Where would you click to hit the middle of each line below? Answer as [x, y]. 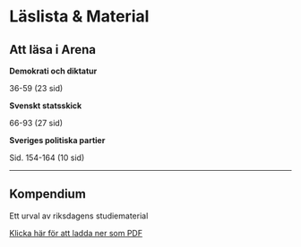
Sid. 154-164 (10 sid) [47, 158]
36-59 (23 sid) [36, 88]
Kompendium [48, 194]
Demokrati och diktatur [53, 71]
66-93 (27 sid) [36, 123]
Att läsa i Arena [53, 50]
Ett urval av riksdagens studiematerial [79, 216]
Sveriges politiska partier [57, 140]
